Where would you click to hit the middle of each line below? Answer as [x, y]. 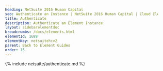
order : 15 [15, 50]
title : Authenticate [26, 18]
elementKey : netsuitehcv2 [31, 41]
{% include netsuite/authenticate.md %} [45, 64]
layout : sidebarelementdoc [32, 28]
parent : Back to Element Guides [38, 45]
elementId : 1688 [21, 37]
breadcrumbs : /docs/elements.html [40, 32]
